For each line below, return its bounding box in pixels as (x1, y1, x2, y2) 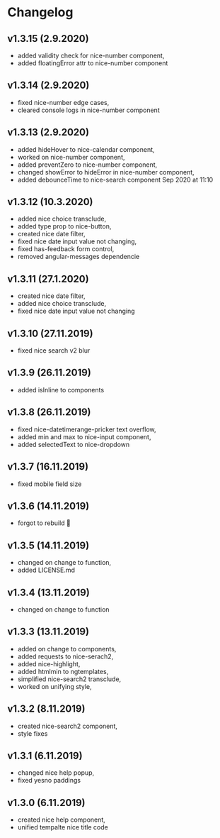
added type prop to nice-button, (17, 222, 112, 231)
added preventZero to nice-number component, (17, 160, 158, 169)
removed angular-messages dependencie (17, 253, 140, 261)
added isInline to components (17, 385, 105, 394)
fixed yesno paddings (17, 776, 81, 785)
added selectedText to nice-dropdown (17, 440, 130, 448)
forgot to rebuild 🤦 (17, 519, 71, 527)
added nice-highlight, (17, 659, 81, 668)
